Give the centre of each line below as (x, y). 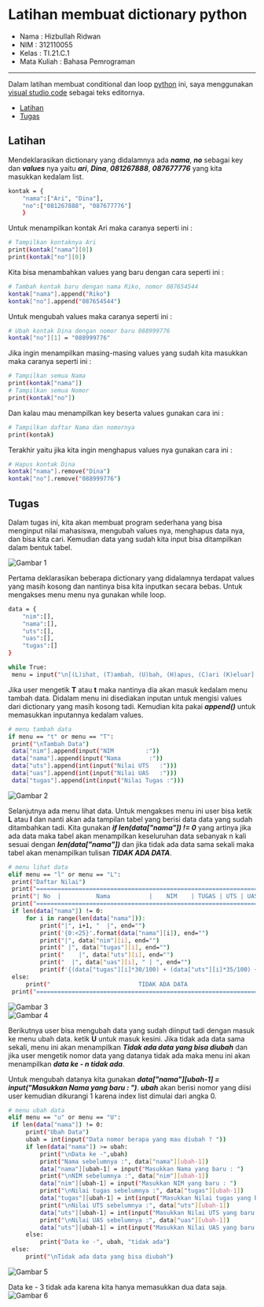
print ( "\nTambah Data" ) (50, 744)
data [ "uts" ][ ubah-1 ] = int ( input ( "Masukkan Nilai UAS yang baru (147, 1227)
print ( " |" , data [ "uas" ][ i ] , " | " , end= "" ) (115, 963)
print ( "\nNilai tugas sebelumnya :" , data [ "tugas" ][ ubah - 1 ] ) (142, 1191)
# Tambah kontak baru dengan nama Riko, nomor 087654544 (103, 286)
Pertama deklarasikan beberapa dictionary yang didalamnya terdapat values (132, 577)
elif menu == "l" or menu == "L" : (65, 874)
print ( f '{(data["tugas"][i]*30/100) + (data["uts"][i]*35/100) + (149, 970)
